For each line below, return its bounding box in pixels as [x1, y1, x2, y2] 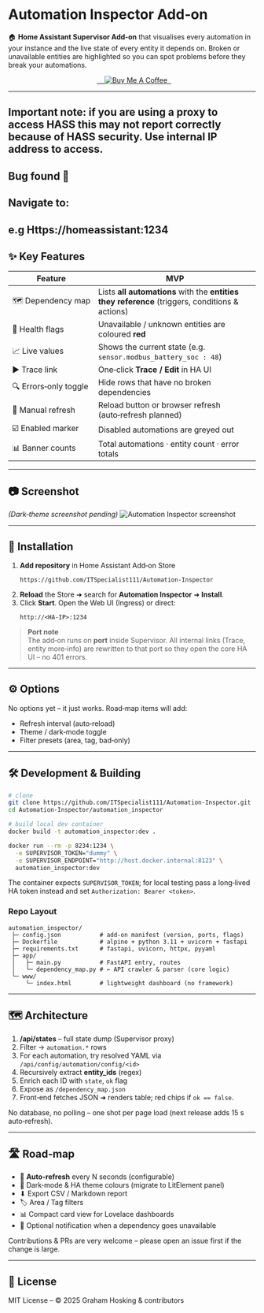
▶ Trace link [12, 364, 58, 375]
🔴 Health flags [12, 324, 64, 335]
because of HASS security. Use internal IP [8, 130, 218, 143]
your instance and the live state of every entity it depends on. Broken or [8, 43, 240, 53]
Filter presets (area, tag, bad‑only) [19, 735, 131, 745]
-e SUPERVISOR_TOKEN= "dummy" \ [15, 849, 118, 857]
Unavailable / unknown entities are [97, 319, 225, 330]
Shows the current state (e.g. [97, 341, 206, 352]
